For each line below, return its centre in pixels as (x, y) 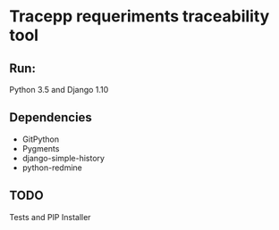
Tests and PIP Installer (50, 217)
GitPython (41, 139)
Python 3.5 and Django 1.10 (59, 90)
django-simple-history (63, 158)
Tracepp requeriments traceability (139, 16)
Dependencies (51, 118)
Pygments (41, 148)
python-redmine (52, 168)
